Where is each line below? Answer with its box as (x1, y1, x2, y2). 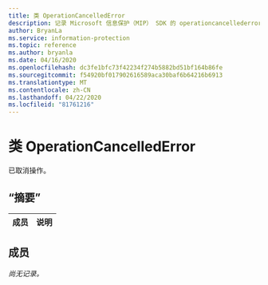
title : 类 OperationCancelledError (8, 11, 125, 20)
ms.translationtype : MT (8, 78, 88, 86)
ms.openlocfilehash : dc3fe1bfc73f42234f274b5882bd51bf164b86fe (8, 64, 223, 72)
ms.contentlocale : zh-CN (8, 85, 91, 94)
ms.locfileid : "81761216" (8, 101, 94, 109)
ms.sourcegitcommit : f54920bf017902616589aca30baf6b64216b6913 (8, 71, 223, 79)
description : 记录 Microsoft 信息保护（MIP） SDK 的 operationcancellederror (8, 19, 262, 27)
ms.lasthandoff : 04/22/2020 (8, 93, 102, 101)
